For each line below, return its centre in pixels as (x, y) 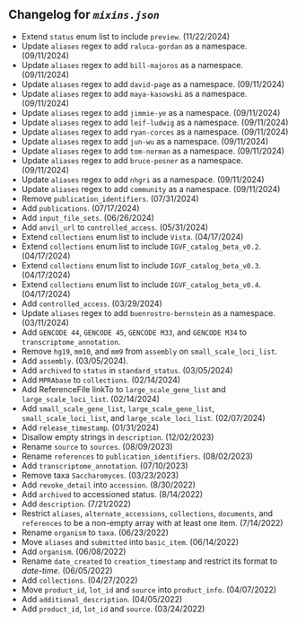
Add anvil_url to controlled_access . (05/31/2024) (114, 227)
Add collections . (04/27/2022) (79, 580)
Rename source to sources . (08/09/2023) (97, 446)
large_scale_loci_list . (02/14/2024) (91, 399)
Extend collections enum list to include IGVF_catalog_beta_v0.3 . (141, 265)
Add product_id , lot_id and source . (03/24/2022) (113, 609)
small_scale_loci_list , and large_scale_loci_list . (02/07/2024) (143, 417)
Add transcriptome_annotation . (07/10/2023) (105, 465)
